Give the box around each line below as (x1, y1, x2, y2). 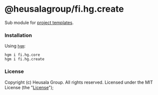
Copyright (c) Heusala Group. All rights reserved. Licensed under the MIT (4, 79, 153, 85)
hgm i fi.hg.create (4, 57, 45, 62)
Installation (4, 32, 32, 39)
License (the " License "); (4, 84, 54, 90)
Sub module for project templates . (4, 20, 74, 25)
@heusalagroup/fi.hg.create (4, 3, 124, 15)
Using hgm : (4, 43, 26, 49)
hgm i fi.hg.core (4, 52, 40, 57)
